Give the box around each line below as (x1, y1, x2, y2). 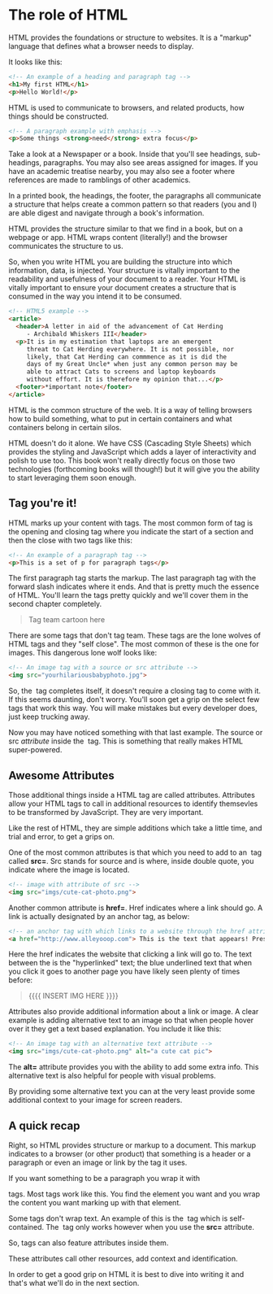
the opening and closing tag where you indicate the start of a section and (8, 526, 253, 536)
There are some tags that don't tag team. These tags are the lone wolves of (8, 630, 262, 640)
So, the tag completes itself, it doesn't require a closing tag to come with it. (8, 686, 262, 696)
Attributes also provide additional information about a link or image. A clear (8, 1007, 259, 1017)
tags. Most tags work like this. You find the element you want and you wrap (8, 1189, 260, 1199)
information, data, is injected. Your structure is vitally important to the (8, 266, 240, 276)
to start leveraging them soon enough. (8, 473, 136, 482)
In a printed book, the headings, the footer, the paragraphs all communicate (8, 191, 262, 201)
